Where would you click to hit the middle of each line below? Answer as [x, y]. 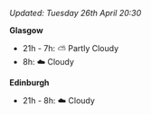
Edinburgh [29, 83]
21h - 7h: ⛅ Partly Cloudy [71, 48]
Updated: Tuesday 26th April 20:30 [75, 13]
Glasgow [26, 30]
